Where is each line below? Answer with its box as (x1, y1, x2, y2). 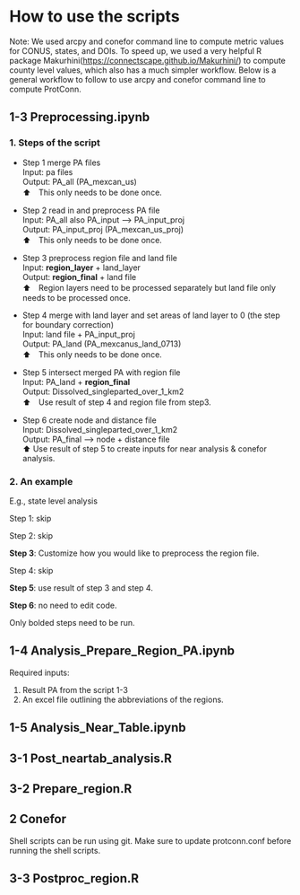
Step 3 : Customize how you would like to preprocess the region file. (9, 548, 260, 558)
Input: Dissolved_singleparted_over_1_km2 (21, 424, 177, 434)
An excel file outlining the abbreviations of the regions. (21, 694, 224, 705)
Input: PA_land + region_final (21, 376, 131, 387)
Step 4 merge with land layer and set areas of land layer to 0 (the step (21, 310, 280, 320)
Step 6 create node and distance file (21, 415, 157, 426)
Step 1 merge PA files (21, 157, 101, 168)
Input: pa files (21, 166, 73, 177)
